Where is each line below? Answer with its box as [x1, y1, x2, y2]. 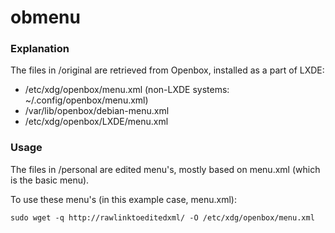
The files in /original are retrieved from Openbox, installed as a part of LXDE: [10, 64, 325, 76]
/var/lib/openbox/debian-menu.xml [24, 105, 170, 117]
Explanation [10, 42, 70, 56]
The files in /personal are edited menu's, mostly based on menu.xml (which [10, 163, 321, 175]
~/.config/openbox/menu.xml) [24, 94, 149, 106]
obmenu [10, 6, 81, 29]
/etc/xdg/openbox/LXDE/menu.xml [24, 116, 169, 128]
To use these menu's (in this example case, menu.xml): [10, 193, 237, 205]
